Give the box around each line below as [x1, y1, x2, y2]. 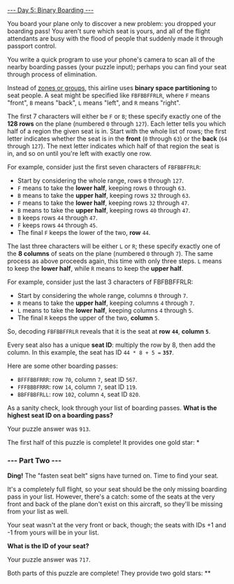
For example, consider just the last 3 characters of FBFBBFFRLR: [7, 278, 193, 286]
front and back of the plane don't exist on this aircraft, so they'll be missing [7, 500, 224, 508]
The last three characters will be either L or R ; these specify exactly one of [7, 242, 221, 250]
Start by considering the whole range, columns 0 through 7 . [17, 292, 189, 299]
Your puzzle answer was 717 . [7, 555, 91, 564]
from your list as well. [7, 507, 69, 516]
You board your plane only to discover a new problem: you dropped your [7, 20, 217, 27]
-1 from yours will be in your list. [7, 528, 99, 537]
